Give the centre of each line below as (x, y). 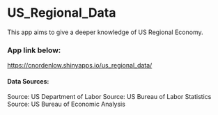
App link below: (34, 50)
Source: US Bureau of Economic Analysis (66, 104)
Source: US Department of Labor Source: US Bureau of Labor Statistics (109, 97)
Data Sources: (28, 81)
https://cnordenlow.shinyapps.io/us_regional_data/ (80, 66)
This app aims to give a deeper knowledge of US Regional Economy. (105, 32)
